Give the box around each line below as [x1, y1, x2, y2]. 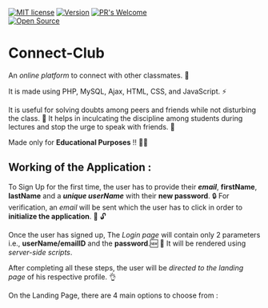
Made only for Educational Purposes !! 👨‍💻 [8, 137, 148, 147]
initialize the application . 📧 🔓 [8, 211, 106, 221]
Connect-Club [8, 44, 106, 62]
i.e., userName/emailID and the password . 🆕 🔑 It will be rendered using [8, 238, 246, 248]
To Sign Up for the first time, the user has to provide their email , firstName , [8, 182, 258, 191]
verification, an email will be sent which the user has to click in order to [8, 202, 242, 212]
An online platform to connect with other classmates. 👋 [8, 70, 190, 80]
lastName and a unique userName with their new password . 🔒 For [8, 190, 230, 200]
